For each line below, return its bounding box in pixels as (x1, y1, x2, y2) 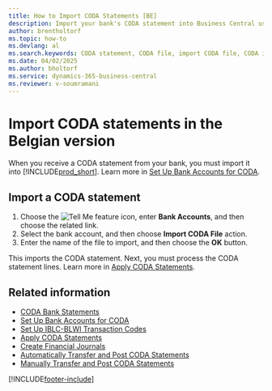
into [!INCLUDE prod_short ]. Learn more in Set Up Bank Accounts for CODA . (8, 167, 261, 176)
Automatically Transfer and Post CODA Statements (19, 350, 190, 360)
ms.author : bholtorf (8, 65, 79, 73)
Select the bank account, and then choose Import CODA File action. (19, 229, 248, 239)
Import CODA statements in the (8, 114, 223, 133)
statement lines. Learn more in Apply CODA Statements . (8, 262, 196, 272)
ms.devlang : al (8, 42, 60, 50)
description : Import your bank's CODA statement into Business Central (8, 19, 255, 28)
